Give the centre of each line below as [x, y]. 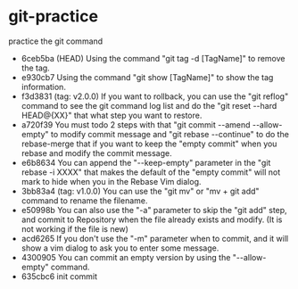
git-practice [54, 17]
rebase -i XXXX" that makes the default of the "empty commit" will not [151, 172]
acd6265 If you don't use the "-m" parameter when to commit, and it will [155, 238]
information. [43, 87]
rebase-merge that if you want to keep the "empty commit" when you [149, 144]
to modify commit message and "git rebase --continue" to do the [170, 134]
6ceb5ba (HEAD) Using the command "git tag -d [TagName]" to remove [153, 58]
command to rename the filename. [84, 200]
